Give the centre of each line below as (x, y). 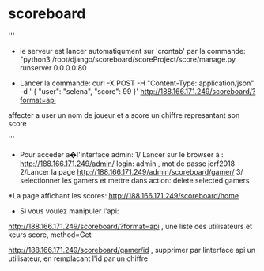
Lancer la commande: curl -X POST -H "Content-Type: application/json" (137, 83)
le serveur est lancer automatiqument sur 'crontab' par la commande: (133, 51)
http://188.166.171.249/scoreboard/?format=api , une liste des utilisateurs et (130, 226)
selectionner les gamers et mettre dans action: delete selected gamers (135, 180)
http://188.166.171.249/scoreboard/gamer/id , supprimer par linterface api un (132, 250)
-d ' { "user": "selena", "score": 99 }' (79, 91)
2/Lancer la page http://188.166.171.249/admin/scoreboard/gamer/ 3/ (131, 171)
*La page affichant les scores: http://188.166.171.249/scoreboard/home (124, 195)
